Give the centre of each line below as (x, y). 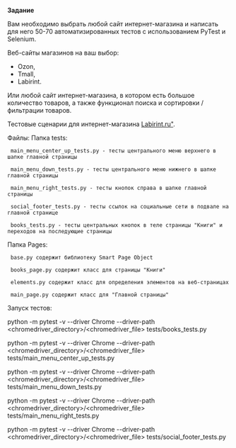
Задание (21, 10)
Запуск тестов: (30, 308)
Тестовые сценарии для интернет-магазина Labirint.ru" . (91, 124)
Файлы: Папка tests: (37, 138)
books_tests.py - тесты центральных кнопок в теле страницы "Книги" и (116, 225)
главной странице (33, 213)
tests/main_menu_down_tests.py (55, 387)
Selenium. (22, 39)
